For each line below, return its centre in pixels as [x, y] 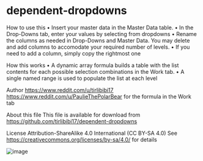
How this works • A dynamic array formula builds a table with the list [93, 65]
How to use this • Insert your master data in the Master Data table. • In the [100, 27]
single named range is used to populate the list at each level [82, 78]
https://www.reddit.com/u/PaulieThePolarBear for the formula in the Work [99, 96]
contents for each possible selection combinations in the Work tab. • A [95, 71]
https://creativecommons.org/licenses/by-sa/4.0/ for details [82, 139]
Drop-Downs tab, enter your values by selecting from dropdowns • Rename [102, 34]
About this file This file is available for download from [73, 115]
